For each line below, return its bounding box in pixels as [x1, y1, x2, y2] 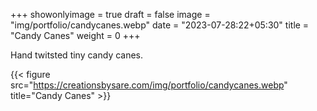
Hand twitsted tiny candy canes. [10, 49, 144, 61]
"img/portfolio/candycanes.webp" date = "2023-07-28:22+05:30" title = [10, 19, 310, 31]
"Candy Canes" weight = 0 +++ [10, 30, 141, 41]
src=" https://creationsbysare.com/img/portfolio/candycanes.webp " [10, 79, 288, 91]
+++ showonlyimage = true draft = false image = [10, 9, 211, 20]
